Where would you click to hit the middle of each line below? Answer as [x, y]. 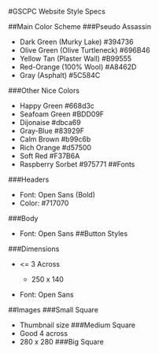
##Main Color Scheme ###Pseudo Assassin [80, 26]
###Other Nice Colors [44, 90]
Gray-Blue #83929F [52, 131]
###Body [23, 218]
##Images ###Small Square [54, 310]
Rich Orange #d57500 [55, 147]
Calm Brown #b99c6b [55, 139]
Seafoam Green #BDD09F [62, 114]
